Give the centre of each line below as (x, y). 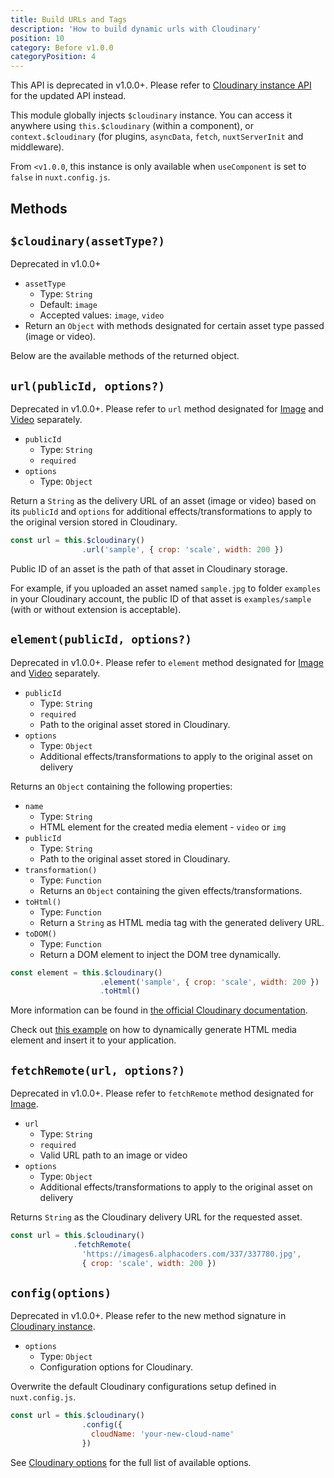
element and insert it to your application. (93, 1040)
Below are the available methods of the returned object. (125, 356)
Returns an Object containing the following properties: (121, 786)
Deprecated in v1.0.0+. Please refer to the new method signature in (148, 1316)
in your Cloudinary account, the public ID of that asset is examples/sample (161, 598)
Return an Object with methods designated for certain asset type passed (174, 326)
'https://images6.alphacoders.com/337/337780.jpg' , (191, 1254)
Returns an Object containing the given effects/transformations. (171, 890)
